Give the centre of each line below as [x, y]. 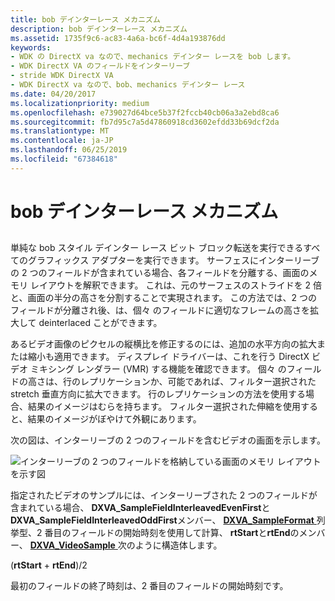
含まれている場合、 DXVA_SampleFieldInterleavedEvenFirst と [140, 508]
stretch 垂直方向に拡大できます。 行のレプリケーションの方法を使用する [158, 394]
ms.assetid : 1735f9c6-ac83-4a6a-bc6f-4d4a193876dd [118, 38]
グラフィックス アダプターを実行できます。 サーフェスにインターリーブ [173, 260]
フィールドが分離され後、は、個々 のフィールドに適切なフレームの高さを [160, 310]
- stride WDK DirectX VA [62, 76]
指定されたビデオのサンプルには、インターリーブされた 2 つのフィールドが [164, 495]
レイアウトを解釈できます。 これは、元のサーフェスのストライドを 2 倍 [176, 285]
